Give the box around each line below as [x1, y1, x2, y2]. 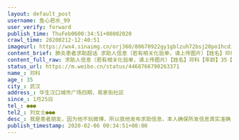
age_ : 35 [7, 76, 33, 83]
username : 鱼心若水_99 [7, 17, 70, 24]
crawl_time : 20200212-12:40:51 [7, 37, 100, 44]
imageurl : [7, 43, 37, 50]
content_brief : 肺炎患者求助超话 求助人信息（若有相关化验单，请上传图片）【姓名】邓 [7, 50, 231, 57]
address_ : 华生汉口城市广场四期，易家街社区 [7, 89, 124, 96]
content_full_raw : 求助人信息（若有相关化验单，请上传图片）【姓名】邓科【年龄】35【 [7, 57, 233, 64]
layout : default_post [7, 10, 72, 18]
